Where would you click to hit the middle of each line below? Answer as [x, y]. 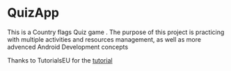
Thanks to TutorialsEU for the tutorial [60, 60]
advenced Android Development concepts [68, 47]
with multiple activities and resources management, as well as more [104, 39]
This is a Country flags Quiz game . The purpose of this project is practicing [116, 32]
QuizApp [33, 13]
